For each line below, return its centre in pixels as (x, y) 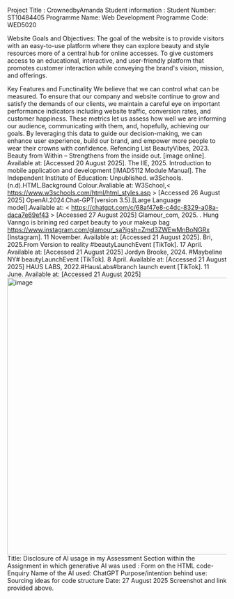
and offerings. (27, 75)
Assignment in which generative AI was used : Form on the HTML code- (110, 566)
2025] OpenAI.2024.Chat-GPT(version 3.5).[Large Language (94, 200)
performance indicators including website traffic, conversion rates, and (109, 111)
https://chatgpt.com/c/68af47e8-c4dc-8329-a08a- (145, 207)
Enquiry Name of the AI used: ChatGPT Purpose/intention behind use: (107, 573)
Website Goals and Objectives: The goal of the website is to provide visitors (116, 38)
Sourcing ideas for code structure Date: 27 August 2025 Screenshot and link (117, 581)
